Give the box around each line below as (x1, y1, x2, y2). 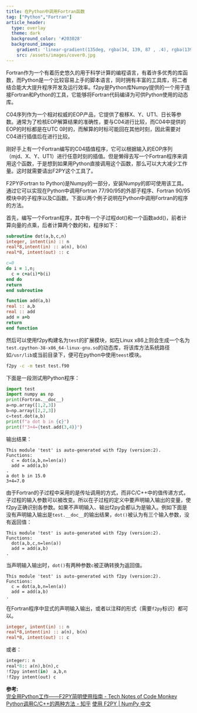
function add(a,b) (6, 298, 51, 304)
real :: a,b (6, 303, 35, 310)
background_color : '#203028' (11, 36, 83, 42)
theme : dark (11, 30, 41, 36)
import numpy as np (6, 391, 54, 398)
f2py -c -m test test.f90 (6, 363, 69, 369)
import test (6, 386, 35, 392)
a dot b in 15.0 (6, 473, 46, 478)
